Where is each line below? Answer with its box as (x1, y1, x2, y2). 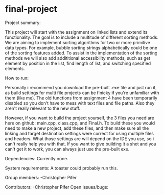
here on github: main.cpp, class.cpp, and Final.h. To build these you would (5, 120, 155, 126)
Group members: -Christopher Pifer (5, 174, 77, 180)
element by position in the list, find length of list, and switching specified (5, 60, 151, 66)
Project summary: (5, 20, 41, 25)
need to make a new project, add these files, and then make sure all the (5, 125, 149, 131)
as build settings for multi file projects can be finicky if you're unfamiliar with (5, 90, 159, 96)
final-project (5, 3, 57, 15)
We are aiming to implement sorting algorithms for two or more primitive (5, 39, 151, 45)
